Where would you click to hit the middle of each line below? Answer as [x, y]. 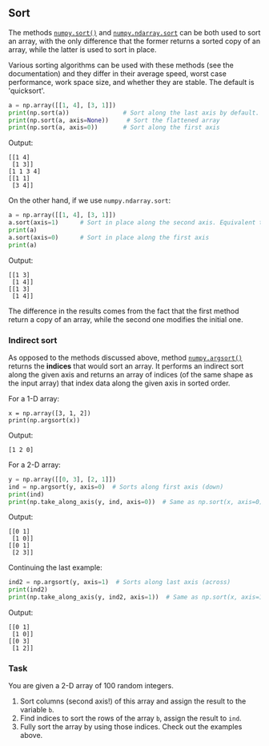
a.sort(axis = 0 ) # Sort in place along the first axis [109, 237]
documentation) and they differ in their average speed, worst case [117, 73]
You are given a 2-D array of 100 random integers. [91, 686]
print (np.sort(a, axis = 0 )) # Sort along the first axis [114, 127]
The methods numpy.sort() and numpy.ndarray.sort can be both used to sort [134, 32]
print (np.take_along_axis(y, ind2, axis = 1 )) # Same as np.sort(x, [123, 597]
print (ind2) [28, 590]
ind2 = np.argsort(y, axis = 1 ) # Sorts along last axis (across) [119, 583]
